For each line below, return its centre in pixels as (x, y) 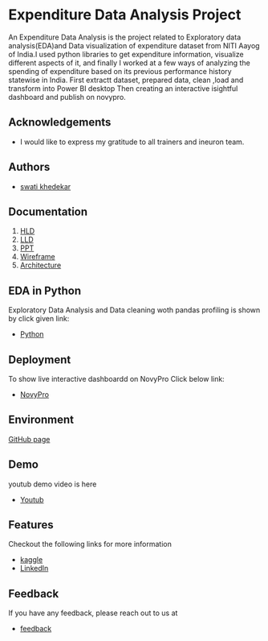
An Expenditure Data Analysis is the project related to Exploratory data (125, 37)
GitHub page (29, 439)
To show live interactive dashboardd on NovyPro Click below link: (116, 379)
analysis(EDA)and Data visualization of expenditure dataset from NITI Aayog (134, 45)
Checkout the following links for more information (90, 544)
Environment (41, 420)
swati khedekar (45, 186)
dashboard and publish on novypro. (67, 97)
